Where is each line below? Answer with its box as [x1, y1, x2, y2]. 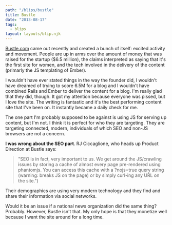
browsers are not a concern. [5, 131, 65, 136]
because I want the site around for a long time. [5, 214, 104, 220]
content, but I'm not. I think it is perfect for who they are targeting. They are [5, 120, 165, 126]
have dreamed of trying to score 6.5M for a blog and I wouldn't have [5, 83, 150, 89]
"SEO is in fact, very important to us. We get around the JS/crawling [17, 156, 162, 162]
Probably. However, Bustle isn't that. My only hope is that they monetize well [5, 209, 167, 214]
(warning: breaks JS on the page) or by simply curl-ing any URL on [17, 172, 160, 178]
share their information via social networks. [5, 193, 97, 199]
